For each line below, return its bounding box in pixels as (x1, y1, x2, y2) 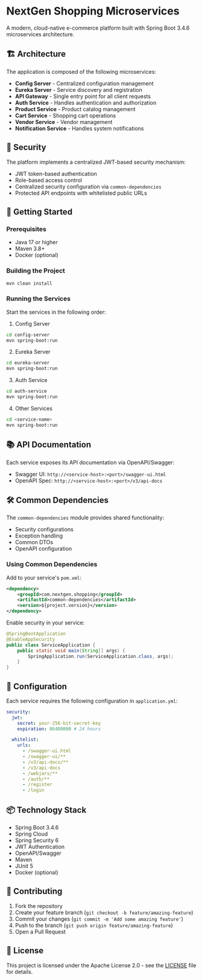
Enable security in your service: (6, 619, 85, 626)
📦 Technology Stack (6, 805, 87, 815)
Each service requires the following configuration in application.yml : (6, 697, 178, 704)
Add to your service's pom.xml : (6, 574, 81, 581)
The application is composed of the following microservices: (6, 68, 157, 75)
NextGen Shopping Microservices (6, 4, 180, 18)
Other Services (14, 404, 53, 412)
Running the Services (6, 294, 71, 303)
